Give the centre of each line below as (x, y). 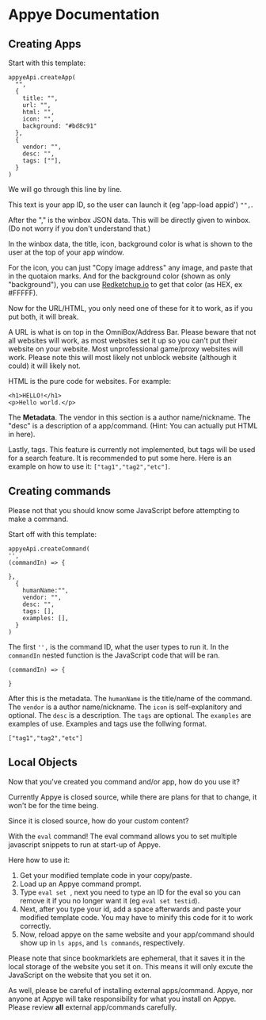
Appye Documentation (84, 15)
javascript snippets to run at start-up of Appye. (84, 844)
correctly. (35, 926)
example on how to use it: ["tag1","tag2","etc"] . (89, 466)
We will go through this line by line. (65, 189)
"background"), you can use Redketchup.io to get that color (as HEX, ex (125, 284)
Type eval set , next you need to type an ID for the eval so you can (130, 892)
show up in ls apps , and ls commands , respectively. (102, 942)
